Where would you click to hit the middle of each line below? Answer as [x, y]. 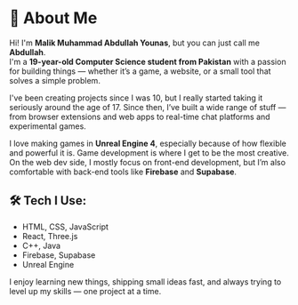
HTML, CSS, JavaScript [65, 227]
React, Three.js [50, 236]
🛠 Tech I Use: [48, 201]
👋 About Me [53, 18]
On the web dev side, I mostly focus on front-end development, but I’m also [148, 162]
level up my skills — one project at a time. [85, 291]
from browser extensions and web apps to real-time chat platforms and [140, 116]
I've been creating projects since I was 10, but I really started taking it [136, 98]
